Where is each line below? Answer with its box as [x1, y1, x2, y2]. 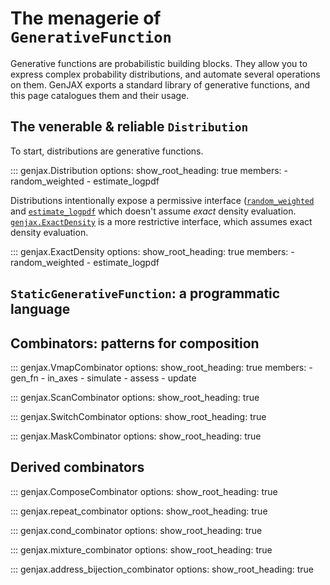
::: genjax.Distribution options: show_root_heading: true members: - [10, 164, 288, 176]
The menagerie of [10, 7, 162, 30]
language [10, 301, 71, 318]
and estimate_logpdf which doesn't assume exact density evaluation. [10, 205, 297, 217]
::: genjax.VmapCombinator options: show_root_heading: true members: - [10, 361, 313, 373]
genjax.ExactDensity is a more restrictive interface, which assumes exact [10, 215, 313, 227]
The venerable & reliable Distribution [10, 118, 249, 136]
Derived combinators [10, 459, 145, 476]
